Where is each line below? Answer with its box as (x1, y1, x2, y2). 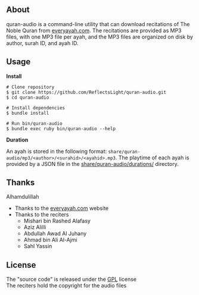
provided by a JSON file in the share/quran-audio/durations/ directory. (6, 160, 179, 167)
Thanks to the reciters (14, 211, 69, 218)
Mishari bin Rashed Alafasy (23, 217, 91, 225)
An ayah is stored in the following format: (6, 147, 107, 155)
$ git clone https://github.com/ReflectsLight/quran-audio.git (6, 89, 167, 95)
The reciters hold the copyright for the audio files (6, 282, 127, 289)
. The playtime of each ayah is (115, 154, 189, 161)
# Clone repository (6, 84, 55, 90)
